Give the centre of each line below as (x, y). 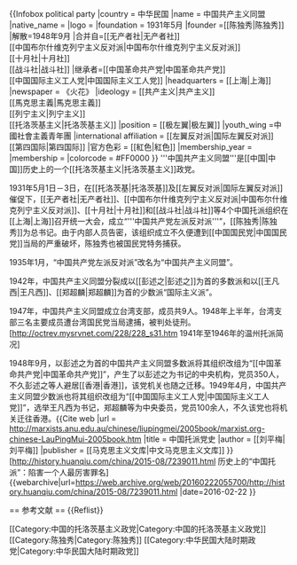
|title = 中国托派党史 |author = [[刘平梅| (214, 439)
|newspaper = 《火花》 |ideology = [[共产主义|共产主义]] (112, 91)
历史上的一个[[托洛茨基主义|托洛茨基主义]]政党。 (111, 169)
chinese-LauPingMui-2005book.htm (75, 439)
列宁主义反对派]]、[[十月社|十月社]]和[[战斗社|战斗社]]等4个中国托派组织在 (152, 210)
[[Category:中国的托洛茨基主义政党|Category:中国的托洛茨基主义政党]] (138, 529)
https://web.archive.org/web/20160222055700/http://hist (180, 482)
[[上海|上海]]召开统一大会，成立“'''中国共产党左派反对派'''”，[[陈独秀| (136, 221)
